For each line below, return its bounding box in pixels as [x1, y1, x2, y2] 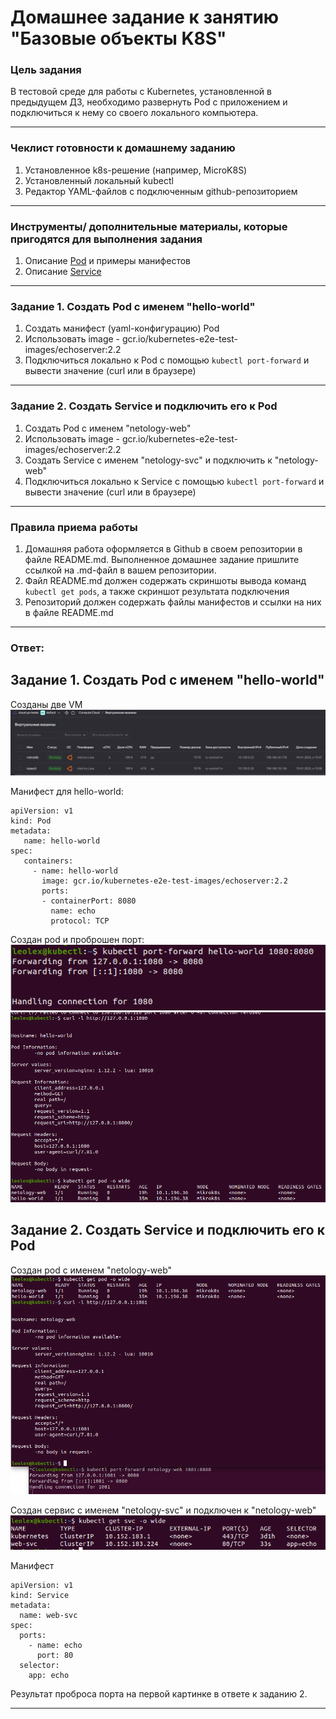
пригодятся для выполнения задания [10, 232, 203, 246]
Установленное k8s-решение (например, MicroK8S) [24, 164, 248, 176]
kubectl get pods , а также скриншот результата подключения [24, 585, 290, 597]
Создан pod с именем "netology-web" [10, 1264, 173, 1276]
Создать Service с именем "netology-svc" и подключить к [24, 454, 273, 466]
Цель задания [10, 63, 82, 77]
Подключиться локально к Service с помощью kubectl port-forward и [24, 475, 325, 487]
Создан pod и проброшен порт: [10, 934, 145, 946]
